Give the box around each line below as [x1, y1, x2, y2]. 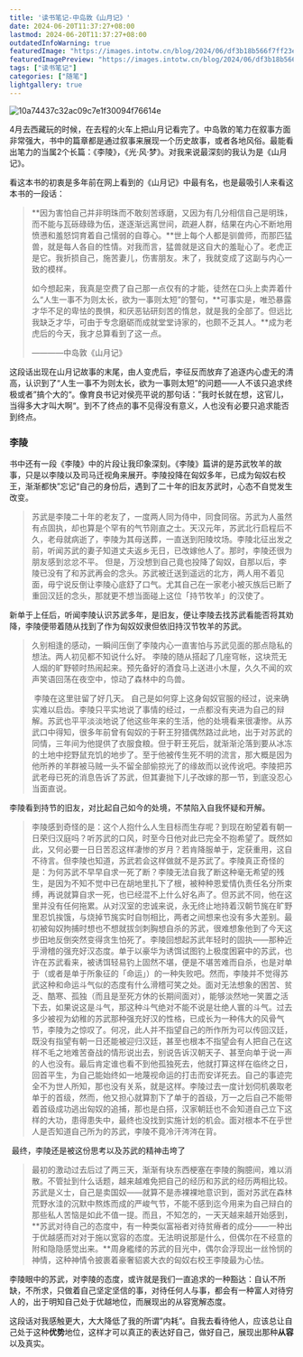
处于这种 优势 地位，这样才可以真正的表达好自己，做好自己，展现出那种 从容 [16, 1326, 294, 1337]
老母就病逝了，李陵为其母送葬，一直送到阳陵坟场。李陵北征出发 [47, 533, 285, 544]
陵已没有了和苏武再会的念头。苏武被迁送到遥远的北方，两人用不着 [31, 568, 277, 578]
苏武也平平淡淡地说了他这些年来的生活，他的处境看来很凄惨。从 [47, 715, 285, 726]
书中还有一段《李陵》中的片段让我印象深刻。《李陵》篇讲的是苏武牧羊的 [9, 457, 274, 469]
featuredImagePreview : [9, 55, 95, 64]
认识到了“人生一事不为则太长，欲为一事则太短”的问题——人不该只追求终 [24, 377, 293, 388]
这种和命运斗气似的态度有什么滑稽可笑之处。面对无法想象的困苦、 [39, 979, 285, 990]
